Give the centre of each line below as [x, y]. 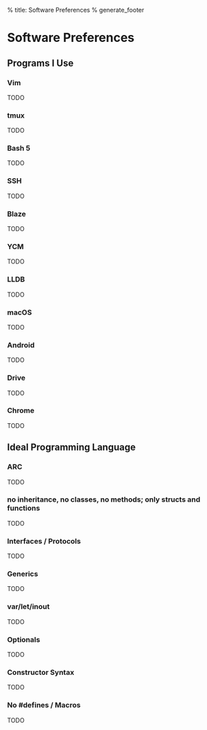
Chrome [21, 411]
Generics [23, 574]
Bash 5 [19, 149]
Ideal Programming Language [71, 448]
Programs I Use [40, 63]
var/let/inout [28, 607]
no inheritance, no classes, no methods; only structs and [104, 500]
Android [21, 345]
